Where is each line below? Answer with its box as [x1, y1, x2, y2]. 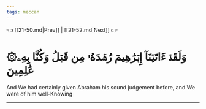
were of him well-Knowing [6, 90, 72, 97]
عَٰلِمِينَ [6, 63, 34, 77]
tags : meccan [6, 9, 40, 15]
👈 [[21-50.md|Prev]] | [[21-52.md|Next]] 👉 [6, 26, 118, 34]
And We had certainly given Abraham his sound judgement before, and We [6, 83, 196, 91]
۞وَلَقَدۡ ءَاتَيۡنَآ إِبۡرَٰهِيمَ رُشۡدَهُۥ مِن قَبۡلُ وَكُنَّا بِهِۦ [6, 50, 187, 64]
